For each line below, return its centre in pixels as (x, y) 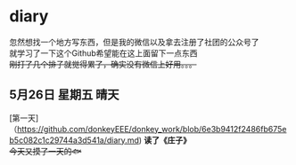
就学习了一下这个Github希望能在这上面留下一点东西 (103, 53)
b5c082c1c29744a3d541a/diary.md (74, 140)
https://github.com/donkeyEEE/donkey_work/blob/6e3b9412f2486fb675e (152, 129)
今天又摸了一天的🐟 (45, 151)
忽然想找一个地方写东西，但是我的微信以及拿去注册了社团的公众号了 (134, 42)
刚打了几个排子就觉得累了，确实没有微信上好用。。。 (103, 64)
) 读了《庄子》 (165, 140)
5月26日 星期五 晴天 (64, 95)
